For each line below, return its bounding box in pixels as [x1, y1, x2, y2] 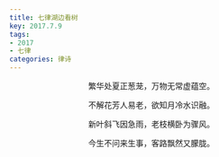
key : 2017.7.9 [9, 22, 63, 31]
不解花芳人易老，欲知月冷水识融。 [88, 100, 214, 110]
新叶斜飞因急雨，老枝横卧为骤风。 [88, 118, 214, 129]
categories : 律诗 [9, 55, 72, 64]
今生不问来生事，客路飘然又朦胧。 [88, 138, 214, 148]
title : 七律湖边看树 [9, 13, 78, 22]
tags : [9, 30, 30, 39]
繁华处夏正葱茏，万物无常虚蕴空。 [88, 81, 214, 91]
